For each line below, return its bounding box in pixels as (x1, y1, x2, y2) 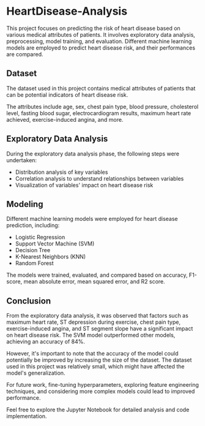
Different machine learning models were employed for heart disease (6, 215, 178, 223)
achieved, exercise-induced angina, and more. (6, 116, 124, 123)
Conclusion (6, 296, 51, 306)
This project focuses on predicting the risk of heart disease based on (6, 24, 181, 32)
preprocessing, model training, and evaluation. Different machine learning (6, 37, 192, 45)
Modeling (6, 199, 43, 209)
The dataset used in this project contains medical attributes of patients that (6, 84, 196, 92)
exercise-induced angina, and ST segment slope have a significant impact (6, 325, 193, 332)
